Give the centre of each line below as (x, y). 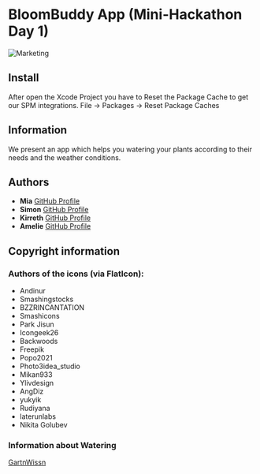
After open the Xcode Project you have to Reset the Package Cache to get (128, 97)
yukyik (30, 400)
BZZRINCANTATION (52, 308)
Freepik (32, 349)
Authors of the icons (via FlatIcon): (76, 274)
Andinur (32, 291)
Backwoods (39, 342)
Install (24, 78)
